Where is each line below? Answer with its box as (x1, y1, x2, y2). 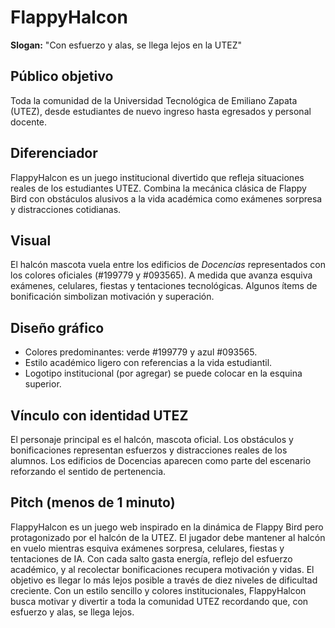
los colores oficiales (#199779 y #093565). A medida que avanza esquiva (10, 269, 313, 281)
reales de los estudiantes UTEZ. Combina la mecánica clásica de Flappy (10, 182, 307, 194)
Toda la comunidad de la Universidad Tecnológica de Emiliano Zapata (10, 94, 298, 106)
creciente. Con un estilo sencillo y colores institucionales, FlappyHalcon (10, 584, 307, 596)
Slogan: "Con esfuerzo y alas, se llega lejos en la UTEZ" (10, 39, 243, 51)
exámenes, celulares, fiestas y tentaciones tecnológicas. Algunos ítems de (10, 280, 318, 292)
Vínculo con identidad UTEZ (10, 407, 189, 424)
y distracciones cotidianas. (10, 203, 122, 215)
